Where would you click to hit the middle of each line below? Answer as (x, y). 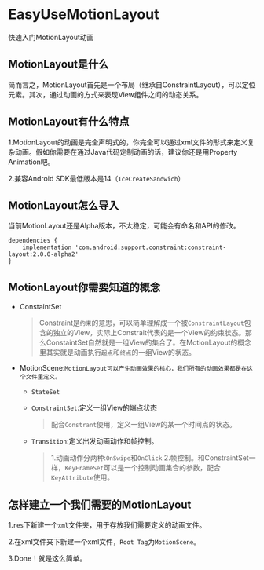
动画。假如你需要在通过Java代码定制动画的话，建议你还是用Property (126, 152)
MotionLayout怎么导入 (64, 205)
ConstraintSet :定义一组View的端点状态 (94, 408)
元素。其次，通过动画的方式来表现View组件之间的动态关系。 (106, 94)
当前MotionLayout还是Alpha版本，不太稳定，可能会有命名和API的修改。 (125, 226)
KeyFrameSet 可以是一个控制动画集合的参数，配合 (143, 468)
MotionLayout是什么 (59, 64)
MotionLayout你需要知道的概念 (84, 287)
